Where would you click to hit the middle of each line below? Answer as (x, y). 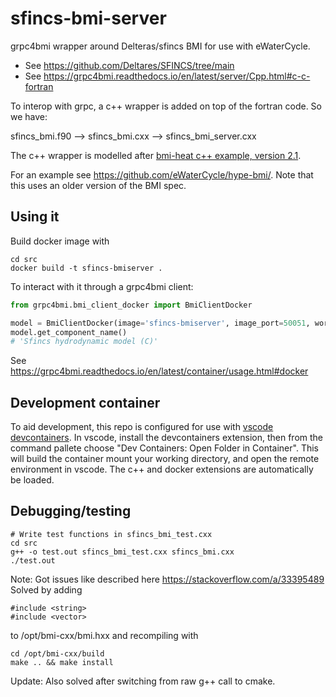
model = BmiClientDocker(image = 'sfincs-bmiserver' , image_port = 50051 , (160, 323)
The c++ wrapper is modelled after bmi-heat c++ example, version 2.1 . (156, 155)
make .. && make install (62, 662)
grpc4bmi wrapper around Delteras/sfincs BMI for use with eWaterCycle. (160, 46)
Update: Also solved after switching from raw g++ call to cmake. (143, 681)
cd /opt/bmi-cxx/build (57, 653)
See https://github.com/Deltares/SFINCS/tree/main (129, 65)
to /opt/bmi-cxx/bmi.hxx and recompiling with (104, 635)
